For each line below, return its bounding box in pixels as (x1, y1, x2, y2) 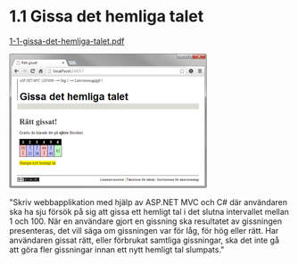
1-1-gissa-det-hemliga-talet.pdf (9, 36, 125, 46)
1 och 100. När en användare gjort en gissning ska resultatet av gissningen (9, 216, 283, 227)
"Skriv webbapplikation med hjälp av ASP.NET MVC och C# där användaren (9, 196, 288, 207)
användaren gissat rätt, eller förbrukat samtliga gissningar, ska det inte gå (9, 235, 279, 245)
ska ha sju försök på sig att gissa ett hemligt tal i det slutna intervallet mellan (9, 206, 290, 217)
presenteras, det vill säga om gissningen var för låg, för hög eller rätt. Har (9, 225, 279, 235)
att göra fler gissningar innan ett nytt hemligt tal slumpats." (9, 243, 225, 255)
